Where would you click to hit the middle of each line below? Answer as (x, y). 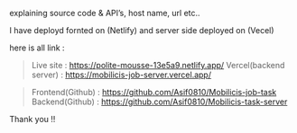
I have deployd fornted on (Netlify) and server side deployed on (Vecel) (142, 30)
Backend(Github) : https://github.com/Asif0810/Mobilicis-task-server (159, 102)
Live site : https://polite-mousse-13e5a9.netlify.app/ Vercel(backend (158, 65)
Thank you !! (32, 119)
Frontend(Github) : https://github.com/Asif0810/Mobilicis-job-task (154, 92)
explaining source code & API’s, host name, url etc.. (105, 13)
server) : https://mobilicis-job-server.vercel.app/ (121, 75)
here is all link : (37, 48)
